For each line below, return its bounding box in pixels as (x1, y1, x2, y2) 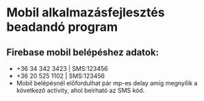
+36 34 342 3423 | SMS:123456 (16, 65, 108, 72)
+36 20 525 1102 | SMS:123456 (16, 72, 105, 80)
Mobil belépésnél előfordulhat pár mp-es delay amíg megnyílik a (16, 79, 198, 87)
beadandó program (6, 19, 118, 35)
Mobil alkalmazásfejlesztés (6, 5, 165, 20)
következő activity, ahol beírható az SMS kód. (16, 87, 145, 94)
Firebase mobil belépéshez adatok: (6, 46, 159, 58)
